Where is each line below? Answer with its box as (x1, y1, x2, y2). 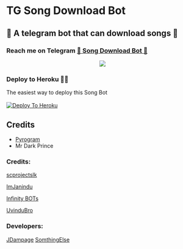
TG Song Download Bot (6, 4, 126, 18)
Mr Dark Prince (15, 142, 54, 150)
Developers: (6, 222, 44, 231)
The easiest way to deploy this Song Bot (6, 89, 108, 96)
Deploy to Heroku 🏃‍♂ (6, 74, 69, 83)
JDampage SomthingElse (6, 236, 70, 243)
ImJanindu (6, 183, 33, 190)
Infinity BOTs (6, 195, 38, 202)
